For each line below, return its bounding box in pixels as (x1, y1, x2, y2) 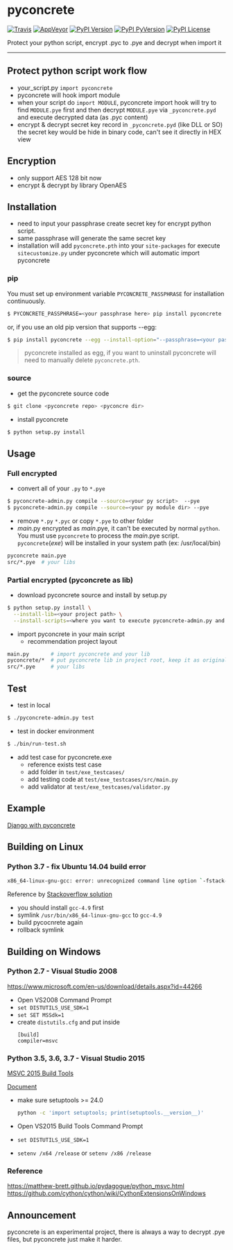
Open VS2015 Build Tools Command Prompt (17, 1122, 144, 1130)
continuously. (7, 297, 46, 305)
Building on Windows (7, 945, 101, 957)
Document (7, 1083, 37, 1091)
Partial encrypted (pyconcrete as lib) (7, 575, 134, 585)
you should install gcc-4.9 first (17, 904, 104, 912)
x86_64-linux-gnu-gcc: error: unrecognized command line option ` (7, 877, 203, 884)
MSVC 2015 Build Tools (7, 1069, 74, 1077)
